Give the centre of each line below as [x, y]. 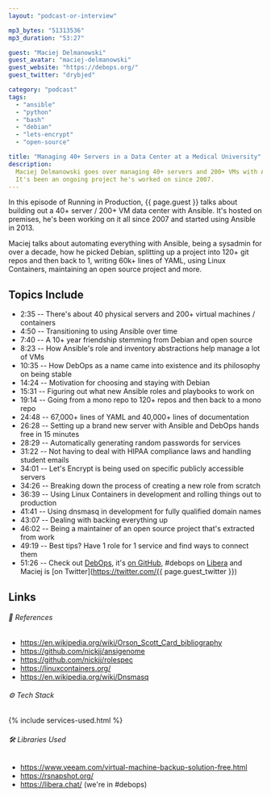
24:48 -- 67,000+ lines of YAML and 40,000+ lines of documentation [135, 417]
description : [30, 164]
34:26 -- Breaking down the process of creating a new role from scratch [140, 486]
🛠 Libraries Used [37, 739]
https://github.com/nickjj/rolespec [77, 660]
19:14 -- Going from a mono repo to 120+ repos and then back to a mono [141, 400]
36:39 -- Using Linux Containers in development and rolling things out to [141, 494]
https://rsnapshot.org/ [57, 776]
